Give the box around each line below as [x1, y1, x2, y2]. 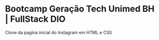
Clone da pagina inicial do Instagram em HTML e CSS [5, 29, 112, 35]
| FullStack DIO [5, 13, 66, 25]
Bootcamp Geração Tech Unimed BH [5, 3, 155, 14]
